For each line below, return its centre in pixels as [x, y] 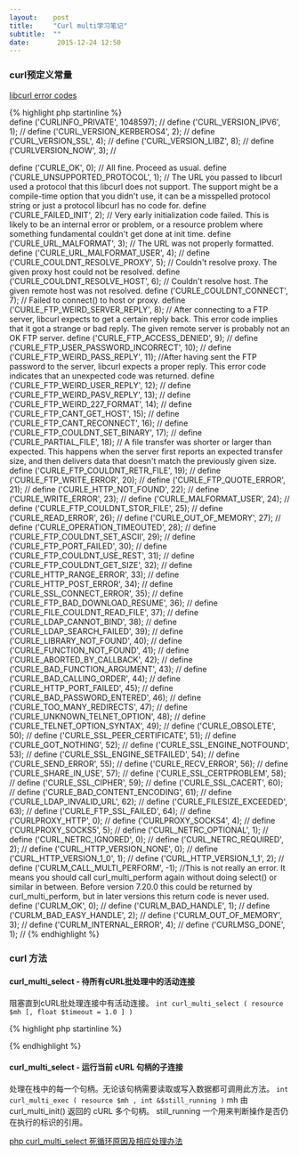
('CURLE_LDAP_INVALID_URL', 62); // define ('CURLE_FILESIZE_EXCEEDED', [148, 801]
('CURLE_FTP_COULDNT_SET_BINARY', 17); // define [106, 432]
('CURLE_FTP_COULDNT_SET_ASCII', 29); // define [102, 536]
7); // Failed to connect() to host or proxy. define [97, 300]
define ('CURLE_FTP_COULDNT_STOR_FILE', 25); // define [116, 508]
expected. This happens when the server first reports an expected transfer [146, 451]
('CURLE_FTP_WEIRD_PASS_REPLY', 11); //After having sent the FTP [133, 356]
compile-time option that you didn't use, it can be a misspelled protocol [140, 196]
